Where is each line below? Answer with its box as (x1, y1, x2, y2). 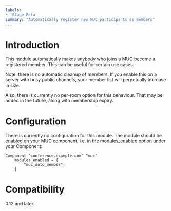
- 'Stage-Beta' (5, 12, 38, 17)
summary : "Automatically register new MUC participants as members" (5, 17, 155, 22)
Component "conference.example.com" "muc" (5, 153, 98, 159)
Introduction (5, 39, 60, 51)
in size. (5, 82, 21, 89)
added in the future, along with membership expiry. (5, 98, 114, 104)
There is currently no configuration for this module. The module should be (5, 133, 162, 139)
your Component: (5, 143, 43, 150)
